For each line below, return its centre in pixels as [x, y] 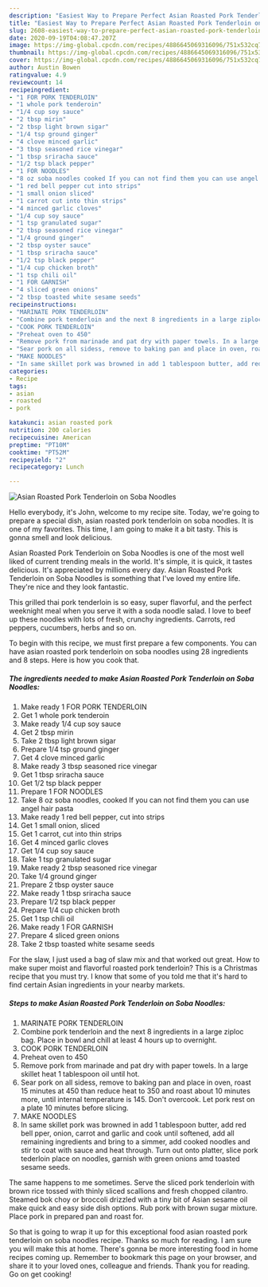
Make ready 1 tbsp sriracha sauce [76, 893]
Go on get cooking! [41, 1274]
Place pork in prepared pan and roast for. [76, 1217]
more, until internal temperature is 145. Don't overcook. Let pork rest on [138, 1100]
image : [20, 45]
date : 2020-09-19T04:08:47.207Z [62, 38]
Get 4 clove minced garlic [63, 758]
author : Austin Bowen [45, 68]
